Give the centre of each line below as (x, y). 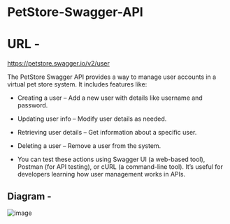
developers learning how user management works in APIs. (101, 174)
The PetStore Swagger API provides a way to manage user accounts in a (112, 77)
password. (33, 105)
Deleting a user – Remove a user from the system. (89, 146)
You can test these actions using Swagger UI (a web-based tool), (111, 159)
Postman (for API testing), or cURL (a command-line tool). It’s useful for (120, 167)
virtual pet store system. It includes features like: (77, 84)
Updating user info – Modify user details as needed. (92, 119)
